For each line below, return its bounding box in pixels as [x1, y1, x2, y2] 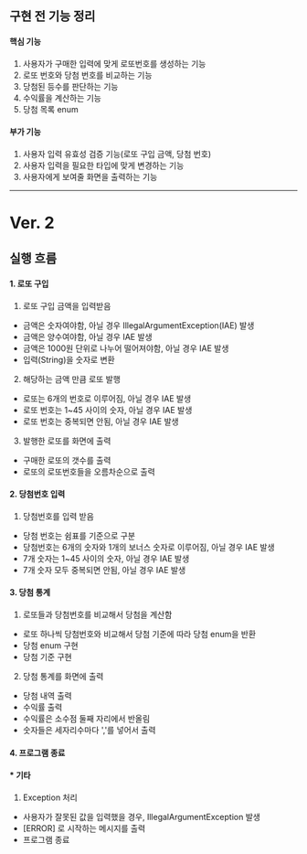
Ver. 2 [9, 212, 55, 233]
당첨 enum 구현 [22, 639, 79, 651]
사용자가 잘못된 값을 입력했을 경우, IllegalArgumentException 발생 [22, 811, 260, 822]
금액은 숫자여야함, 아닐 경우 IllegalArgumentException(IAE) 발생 [22, 319, 255, 331]
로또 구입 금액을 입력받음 [22, 300, 111, 311]
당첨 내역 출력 [22, 689, 72, 701]
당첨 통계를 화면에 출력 [22, 670, 104, 681]
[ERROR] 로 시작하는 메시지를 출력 [22, 822, 146, 834]
